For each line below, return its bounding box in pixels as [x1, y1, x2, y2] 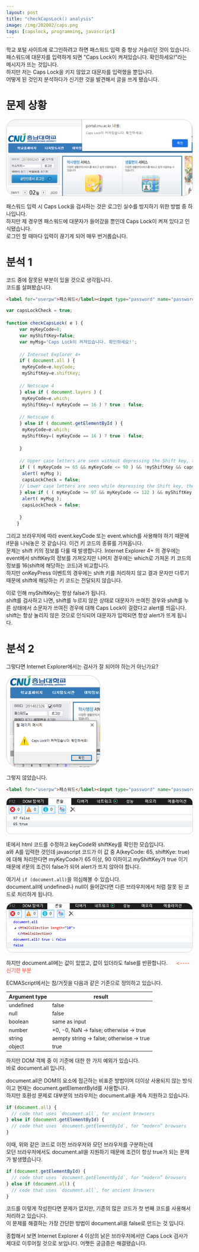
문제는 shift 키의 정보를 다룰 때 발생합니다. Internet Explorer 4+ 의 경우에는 [6, 547, 181, 554]
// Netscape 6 [19, 414, 54, 420]
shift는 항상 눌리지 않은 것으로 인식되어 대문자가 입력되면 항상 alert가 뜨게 [6, 612, 176, 619]
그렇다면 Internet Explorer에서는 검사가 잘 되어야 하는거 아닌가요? [6, 663, 159, 670]
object [8, 1043, 25, 1050]
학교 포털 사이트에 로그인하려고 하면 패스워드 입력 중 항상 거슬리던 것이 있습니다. [6, 46, 191, 53]
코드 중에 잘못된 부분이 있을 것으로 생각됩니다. [6, 276, 113, 283]
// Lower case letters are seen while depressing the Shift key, [19, 483, 184, 489]
